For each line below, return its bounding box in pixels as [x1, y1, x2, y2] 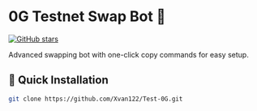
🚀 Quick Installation [8, 73, 109, 88]
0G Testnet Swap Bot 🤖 [8, 7, 166, 26]
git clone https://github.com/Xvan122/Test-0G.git [8, 95, 183, 103]
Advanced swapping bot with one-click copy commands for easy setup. [8, 49, 249, 59]
